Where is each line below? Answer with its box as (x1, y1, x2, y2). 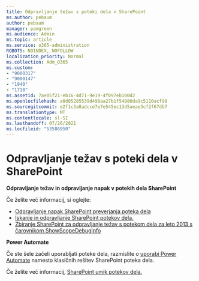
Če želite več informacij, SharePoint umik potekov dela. (6, 268, 143, 275)
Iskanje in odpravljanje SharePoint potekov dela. (14, 214, 134, 221)
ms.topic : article (6, 37, 52, 43)
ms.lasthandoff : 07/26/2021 (6, 121, 77, 127)
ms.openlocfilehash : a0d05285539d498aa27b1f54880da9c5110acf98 (6, 98, 168, 104)
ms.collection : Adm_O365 (6, 59, 68, 65)
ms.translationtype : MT (6, 109, 66, 115)
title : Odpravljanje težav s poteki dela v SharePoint (6, 8, 146, 15)
